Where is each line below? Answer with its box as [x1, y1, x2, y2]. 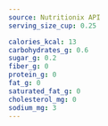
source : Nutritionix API [8, 12, 101, 22]
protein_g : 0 [8, 70, 57, 80]
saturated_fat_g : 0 [8, 86, 81, 96]
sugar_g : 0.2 [8, 54, 57, 63]
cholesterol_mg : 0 [8, 95, 77, 104]
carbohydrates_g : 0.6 [8, 45, 89, 54]
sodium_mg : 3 [8, 103, 57, 112]
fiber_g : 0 [8, 62, 49, 71]
